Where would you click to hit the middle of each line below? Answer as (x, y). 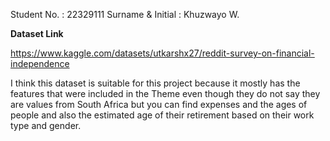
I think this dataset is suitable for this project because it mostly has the (155, 83)
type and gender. (46, 125)
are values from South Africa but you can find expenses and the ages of (159, 104)
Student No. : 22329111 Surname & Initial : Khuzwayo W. (125, 14)
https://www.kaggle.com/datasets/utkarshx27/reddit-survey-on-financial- (162, 53)
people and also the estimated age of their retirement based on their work (162, 115)
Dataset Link (37, 33)
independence (40, 63)
